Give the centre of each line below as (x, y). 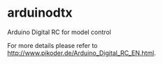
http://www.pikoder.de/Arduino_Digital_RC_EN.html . (81, 53)
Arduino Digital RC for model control (59, 32)
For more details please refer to (52, 45)
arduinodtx (40, 13)
